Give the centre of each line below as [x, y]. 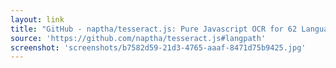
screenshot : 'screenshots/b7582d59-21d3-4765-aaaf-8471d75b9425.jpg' [158, 47]
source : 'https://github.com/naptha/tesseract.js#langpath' [138, 38]
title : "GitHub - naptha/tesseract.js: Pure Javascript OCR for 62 [154, 29]
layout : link [37, 19]
